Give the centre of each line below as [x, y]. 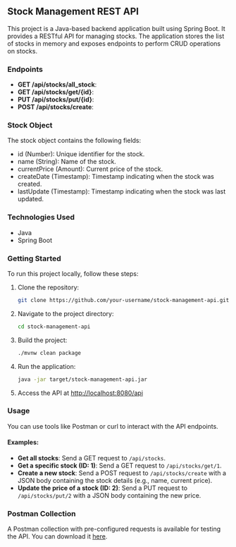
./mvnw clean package [49, 353]
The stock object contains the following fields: [74, 141]
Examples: [23, 442]
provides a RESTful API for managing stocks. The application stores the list [116, 36]
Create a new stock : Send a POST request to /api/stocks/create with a [122, 473]
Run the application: [46, 366]
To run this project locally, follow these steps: [73, 273]
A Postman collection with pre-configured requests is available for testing [114, 529]
